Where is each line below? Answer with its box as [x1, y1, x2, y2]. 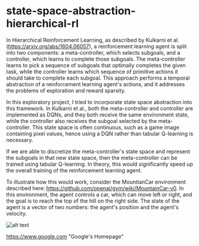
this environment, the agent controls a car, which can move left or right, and [6, 191, 192, 198]
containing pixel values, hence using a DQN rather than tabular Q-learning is [6, 130, 194, 137]
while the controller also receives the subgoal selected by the [6, 117, 157, 124]
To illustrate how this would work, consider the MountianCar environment [6, 178, 186, 185]
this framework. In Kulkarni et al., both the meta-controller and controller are [6, 105, 194, 112]
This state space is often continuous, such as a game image [32, 124, 180, 131]
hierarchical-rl [6, 17, 79, 30]
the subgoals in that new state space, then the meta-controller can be [6, 154, 178, 161]
